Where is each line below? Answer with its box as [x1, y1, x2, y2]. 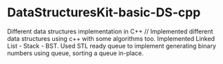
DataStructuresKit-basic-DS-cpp [7, 5, 201, 20]
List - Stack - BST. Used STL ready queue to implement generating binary [7, 42, 217, 50]
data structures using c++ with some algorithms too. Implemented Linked [7, 34, 215, 42]
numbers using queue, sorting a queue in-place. [7, 49, 144, 57]
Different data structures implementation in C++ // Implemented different [7, 27, 213, 35]
